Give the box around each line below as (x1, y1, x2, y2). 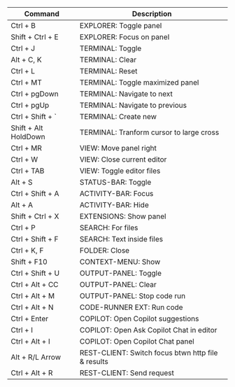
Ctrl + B (10, 21, 36, 30)
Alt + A (10, 200, 34, 209)
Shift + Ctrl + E (10, 32, 59, 41)
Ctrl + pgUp (10, 101, 50, 110)
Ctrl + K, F (10, 246, 44, 255)
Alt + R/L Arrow (10, 353, 62, 362)
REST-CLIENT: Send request (79, 368, 175, 377)
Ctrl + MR (10, 143, 42, 153)
